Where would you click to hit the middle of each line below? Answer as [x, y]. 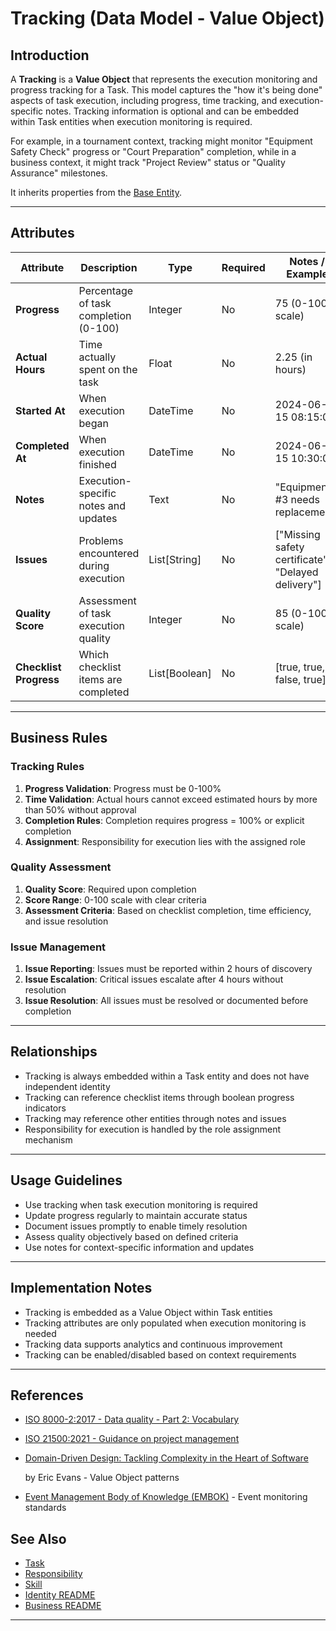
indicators [45, 1108]
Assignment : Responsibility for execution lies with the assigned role [165, 841]
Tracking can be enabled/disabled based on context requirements [160, 1354]
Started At [40, 410]
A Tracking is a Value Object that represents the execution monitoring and [164, 79]
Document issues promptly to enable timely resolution [136, 1226]
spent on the [108, 369]
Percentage [106, 290]
